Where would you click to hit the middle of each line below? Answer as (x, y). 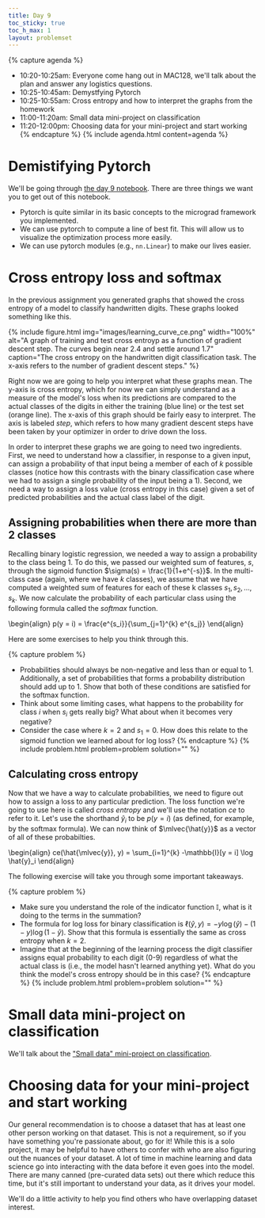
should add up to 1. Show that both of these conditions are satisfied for (135, 686)
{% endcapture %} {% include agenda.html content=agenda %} (124, 135)
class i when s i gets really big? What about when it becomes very (126, 712)
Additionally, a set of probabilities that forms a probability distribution (132, 678)
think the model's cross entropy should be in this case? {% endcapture (135, 974)
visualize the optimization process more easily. (96, 238)
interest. (22, 1207)
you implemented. (49, 221)
